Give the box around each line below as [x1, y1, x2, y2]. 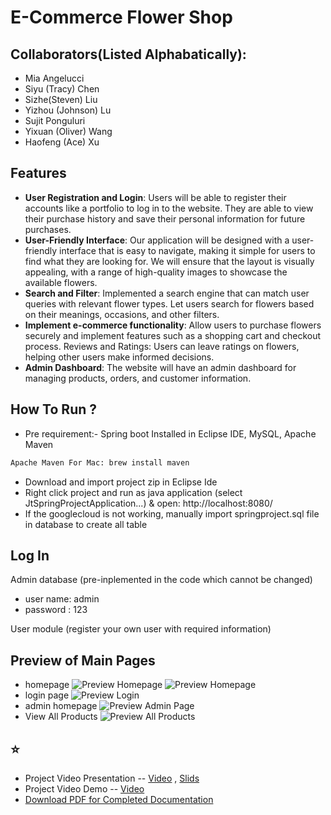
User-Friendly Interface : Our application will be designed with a [24, 234, 290, 246]
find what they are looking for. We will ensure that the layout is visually [24, 255, 315, 267]
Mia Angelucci [24, 72, 85, 84]
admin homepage [24, 700, 98, 712]
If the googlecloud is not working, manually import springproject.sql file [24, 507, 320, 520]
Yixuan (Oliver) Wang [24, 126, 113, 137]
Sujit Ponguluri [24, 115, 86, 126]
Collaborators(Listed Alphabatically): [10, 46, 247, 63]
